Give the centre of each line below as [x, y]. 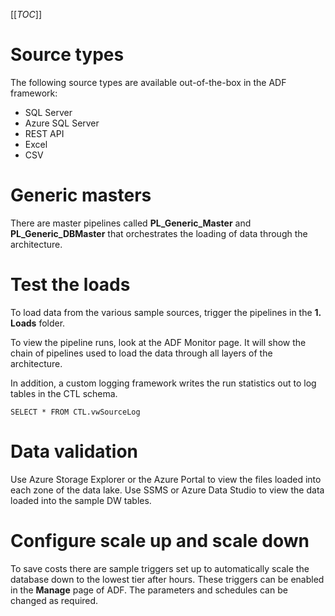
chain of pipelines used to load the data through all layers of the [141, 353]
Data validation [74, 451]
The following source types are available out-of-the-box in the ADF [148, 82]
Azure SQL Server [62, 123]
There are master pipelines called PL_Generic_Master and [131, 223]
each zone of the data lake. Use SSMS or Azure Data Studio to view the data [167, 490]
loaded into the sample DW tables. [81, 500]
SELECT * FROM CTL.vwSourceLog [75, 412]
